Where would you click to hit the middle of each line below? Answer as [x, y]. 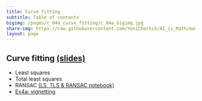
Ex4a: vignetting [35, 91]
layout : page [23, 34]
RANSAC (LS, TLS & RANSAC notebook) [65, 85]
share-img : [20, 28]
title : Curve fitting [33, 12]
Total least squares [38, 79]
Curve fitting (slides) [46, 58]
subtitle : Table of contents [43, 17]
